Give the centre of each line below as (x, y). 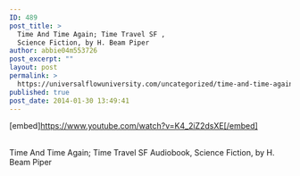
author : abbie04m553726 (54, 51)
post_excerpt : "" (42, 59)
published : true (39, 92)
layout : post (33, 68)
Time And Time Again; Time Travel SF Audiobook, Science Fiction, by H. (142, 153)
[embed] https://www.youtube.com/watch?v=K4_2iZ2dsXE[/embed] (134, 126)
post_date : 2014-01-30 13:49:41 (69, 101)
